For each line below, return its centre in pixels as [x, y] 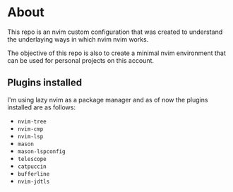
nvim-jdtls [34, 181]
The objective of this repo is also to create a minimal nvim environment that [116, 53]
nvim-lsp [30, 136]
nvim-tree [32, 121]
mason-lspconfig [41, 151]
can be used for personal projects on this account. [80, 60]
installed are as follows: [42, 107]
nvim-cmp [30, 129]
